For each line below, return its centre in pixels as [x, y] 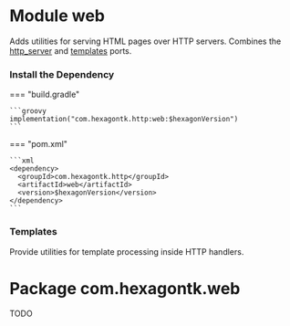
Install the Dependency [62, 74]
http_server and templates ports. [71, 50]
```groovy [28, 111]
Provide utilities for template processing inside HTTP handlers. [127, 251]
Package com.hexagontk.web [125, 288]
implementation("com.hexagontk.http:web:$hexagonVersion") [124, 120]
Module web [57, 16]
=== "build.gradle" [45, 95]
